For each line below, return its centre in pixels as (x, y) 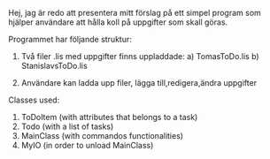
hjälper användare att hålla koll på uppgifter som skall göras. (118, 22)
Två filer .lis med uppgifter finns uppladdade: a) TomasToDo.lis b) (140, 56)
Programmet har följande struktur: (70, 39)
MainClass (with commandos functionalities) (102, 136)
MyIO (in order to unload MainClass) (87, 145)
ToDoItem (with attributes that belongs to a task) (109, 117)
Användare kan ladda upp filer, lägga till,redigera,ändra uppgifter (139, 83)
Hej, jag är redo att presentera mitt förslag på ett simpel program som (135, 13)
